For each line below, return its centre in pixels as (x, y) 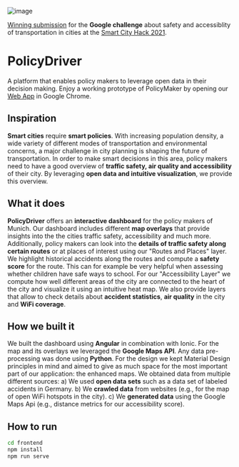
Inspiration (32, 119)
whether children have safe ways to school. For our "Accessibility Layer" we (119, 274)
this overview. (28, 181)
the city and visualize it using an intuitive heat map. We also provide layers (117, 289)
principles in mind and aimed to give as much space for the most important (118, 366)
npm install (25, 450)
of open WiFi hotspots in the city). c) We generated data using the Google (117, 396)
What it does (36, 204)
